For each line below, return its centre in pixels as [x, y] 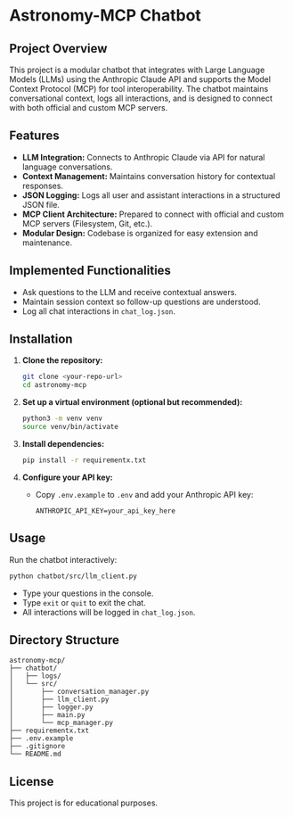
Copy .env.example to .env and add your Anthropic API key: [144, 494]
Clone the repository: [62, 360]
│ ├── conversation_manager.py [79, 692]
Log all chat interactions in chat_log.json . [98, 311]
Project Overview [58, 49]
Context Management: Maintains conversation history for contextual [149, 176]
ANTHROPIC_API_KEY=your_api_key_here [106, 511]
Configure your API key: [67, 477]
